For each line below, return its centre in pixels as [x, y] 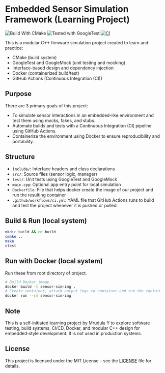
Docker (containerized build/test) [46, 73]
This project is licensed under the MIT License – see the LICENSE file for [78, 361]
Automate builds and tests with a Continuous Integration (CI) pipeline [82, 125]
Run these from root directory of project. [46, 273]
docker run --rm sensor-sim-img [38, 296]
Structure [20, 157]
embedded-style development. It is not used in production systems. [74, 333]
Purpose [18, 94]
